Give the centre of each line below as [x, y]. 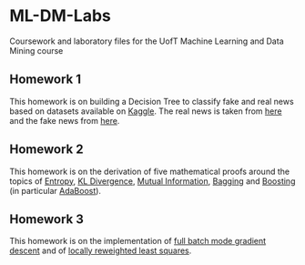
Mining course [36, 50]
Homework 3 [46, 219]
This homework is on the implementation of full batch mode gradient [138, 241]
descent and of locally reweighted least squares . [101, 250]
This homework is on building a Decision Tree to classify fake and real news [152, 101]
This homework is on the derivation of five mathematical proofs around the [149, 171]
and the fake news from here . [65, 120]
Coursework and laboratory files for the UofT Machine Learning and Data [147, 41]
